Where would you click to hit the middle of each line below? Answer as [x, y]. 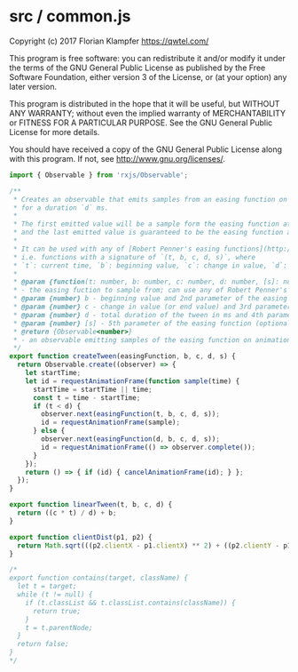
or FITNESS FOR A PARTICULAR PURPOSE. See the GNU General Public [141, 123]
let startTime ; [53, 373]
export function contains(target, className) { [99, 578]
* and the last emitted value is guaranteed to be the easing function [148, 233]
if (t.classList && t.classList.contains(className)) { [131, 603]
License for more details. [55, 132]
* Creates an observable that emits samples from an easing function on [150, 199]
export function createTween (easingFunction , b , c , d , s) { [123, 356]
